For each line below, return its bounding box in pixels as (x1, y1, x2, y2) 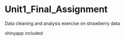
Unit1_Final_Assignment (5, 4, 108, 15)
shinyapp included (5, 30, 43, 36)
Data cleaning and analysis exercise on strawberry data (5, 20, 120, 26)
